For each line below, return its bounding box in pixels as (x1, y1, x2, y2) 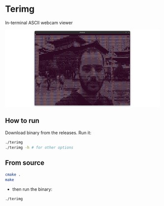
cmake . (5, 172, 21, 177)
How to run (5, 117, 40, 125)
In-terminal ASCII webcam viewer (5, 20, 73, 26)
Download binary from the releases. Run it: (5, 129, 92, 136)
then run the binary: (12, 186, 53, 192)
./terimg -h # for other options (5, 145, 74, 150)
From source (5, 158, 45, 167)
